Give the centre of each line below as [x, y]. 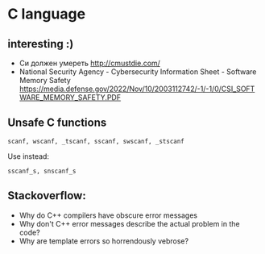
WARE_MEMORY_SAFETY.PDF [70, 97]
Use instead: [29, 156]
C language [47, 14]
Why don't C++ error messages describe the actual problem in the [129, 223]
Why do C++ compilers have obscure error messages [108, 215]
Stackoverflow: [47, 196]
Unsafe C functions [57, 123]
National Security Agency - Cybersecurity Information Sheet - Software [138, 72]
